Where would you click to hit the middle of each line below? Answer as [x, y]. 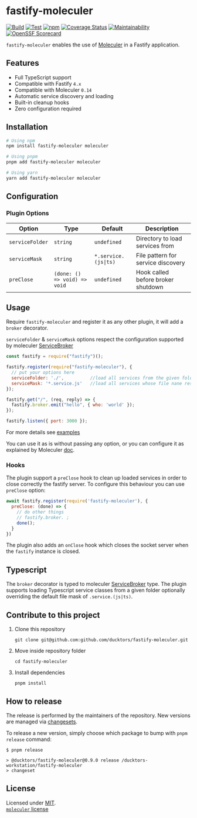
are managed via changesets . [42, 722]
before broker [155, 279]
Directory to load [159, 238]
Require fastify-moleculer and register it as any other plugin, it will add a [95, 322]
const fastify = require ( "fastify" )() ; [55, 357]
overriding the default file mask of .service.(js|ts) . [69, 596]
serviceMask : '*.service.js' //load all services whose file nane [97, 383]
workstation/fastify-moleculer [44, 765]
